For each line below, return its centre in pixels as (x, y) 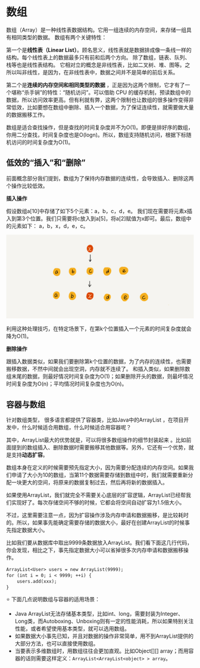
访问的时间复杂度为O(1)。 (42, 142)
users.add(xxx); (37, 581)
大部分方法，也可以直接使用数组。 (57, 643)
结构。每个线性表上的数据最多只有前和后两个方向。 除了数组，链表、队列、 (98, 57)
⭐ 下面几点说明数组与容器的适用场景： (53, 599)
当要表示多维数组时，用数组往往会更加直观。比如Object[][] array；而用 (101, 651)
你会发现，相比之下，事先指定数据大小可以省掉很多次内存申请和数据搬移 (95, 550)
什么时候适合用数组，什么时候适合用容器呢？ (76, 427)
